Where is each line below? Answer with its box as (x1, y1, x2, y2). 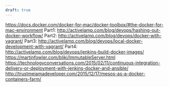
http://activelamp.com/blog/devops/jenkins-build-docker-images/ (5, 49, 144, 55)
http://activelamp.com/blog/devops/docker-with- (58, 32, 162, 38)
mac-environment (5, 27, 44, 33)
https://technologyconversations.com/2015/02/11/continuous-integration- (5, 59, 160, 66)
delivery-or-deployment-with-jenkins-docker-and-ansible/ (5, 65, 129, 71)
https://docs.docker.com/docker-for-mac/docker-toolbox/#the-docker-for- (5, 21, 164, 28)
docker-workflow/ (5, 32, 44, 38)
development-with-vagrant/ (5, 43, 64, 49)
